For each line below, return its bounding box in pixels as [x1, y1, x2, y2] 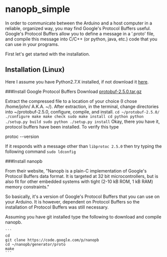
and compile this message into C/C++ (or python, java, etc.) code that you [5, 36, 158, 42]
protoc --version [5, 133, 39, 139]
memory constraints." [5, 183, 50, 189]
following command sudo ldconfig [5, 148, 76, 154]
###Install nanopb [5, 158, 43, 164]
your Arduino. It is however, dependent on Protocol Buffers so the [5, 198, 140, 204]
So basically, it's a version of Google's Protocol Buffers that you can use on [5, 193, 160, 199]
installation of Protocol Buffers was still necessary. [5, 204, 109, 210]
